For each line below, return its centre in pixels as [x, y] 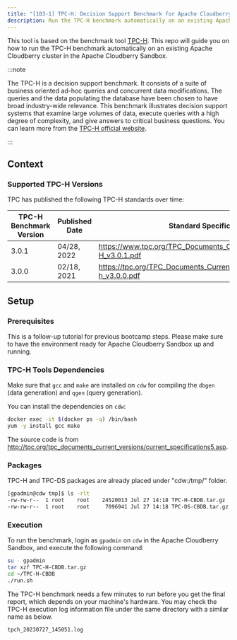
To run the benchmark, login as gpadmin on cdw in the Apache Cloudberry [113, 540]
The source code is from [43, 439]
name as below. [30, 617]
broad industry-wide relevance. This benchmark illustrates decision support [117, 105]
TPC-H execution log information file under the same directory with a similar [118, 609]
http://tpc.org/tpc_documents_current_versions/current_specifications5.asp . [118, 447]
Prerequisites [31, 321]
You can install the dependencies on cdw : [67, 407]
